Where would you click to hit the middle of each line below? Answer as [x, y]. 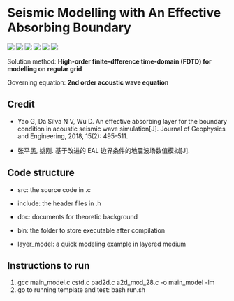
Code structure [41, 173]
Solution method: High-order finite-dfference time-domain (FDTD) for [109, 61]
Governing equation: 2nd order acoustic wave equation [88, 82]
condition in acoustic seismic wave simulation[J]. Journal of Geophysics [121, 129]
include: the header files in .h [59, 203]
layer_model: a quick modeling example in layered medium [102, 244]
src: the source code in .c [54, 189]
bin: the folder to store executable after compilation [91, 230]
